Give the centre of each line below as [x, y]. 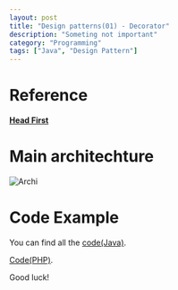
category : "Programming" [55, 43]
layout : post [34, 18]
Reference [48, 96]
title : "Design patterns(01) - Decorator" [89, 26]
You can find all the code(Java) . [68, 242]
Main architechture [82, 157]
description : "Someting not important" [84, 34]
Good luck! [30, 277]
